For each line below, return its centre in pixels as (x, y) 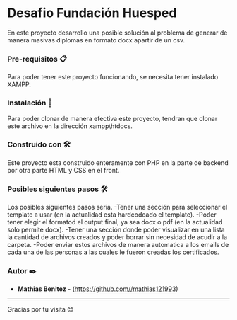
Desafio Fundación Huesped (92, 13)
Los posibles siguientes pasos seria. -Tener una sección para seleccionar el (117, 207)
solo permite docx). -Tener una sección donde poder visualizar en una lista (116, 230)
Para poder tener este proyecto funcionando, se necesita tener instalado (113, 77)
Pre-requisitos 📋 (37, 59)
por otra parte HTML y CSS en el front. (63, 170)
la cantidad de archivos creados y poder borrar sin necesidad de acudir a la (117, 237)
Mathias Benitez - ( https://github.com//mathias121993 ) (98, 289)
